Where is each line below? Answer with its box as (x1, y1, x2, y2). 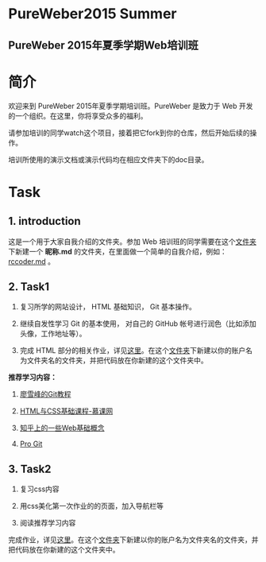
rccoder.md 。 (8, 256, 56, 266)
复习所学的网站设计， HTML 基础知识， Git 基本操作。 (19, 302, 196, 312)
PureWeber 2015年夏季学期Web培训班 (8, 38, 199, 52)
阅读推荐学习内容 (19, 518, 76, 528)
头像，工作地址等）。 (19, 329, 87, 339)
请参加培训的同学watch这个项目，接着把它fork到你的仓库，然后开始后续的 (8, 128, 250, 138)
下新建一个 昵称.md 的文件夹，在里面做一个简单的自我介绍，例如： (8, 246, 228, 256)
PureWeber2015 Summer (8, 5, 177, 23)
